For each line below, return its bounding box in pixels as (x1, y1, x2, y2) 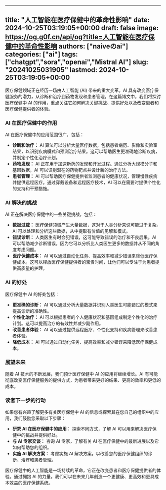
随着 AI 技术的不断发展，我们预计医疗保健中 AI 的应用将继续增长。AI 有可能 (5, 371, 158, 377)
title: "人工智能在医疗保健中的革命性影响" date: (5, 16, 150, 24)
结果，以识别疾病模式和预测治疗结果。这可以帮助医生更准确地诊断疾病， (12, 148, 160, 154)
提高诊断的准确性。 (12, 308, 52, 314)
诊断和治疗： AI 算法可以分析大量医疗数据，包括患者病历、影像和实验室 (12, 142, 158, 148)
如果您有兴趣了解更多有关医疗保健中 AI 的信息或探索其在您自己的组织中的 (5, 409, 155, 415)
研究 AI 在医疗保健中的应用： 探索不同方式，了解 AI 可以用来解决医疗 (12, 426, 153, 432)
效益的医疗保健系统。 (9, 480, 53, 486)
